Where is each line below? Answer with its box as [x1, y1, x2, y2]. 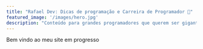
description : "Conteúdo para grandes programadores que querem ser [6, 20, 180, 26]
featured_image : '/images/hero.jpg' [6, 14, 98, 20]
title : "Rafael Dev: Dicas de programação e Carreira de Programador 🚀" [6, 8, 193, 15]
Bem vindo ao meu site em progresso [6, 36, 100, 44]
